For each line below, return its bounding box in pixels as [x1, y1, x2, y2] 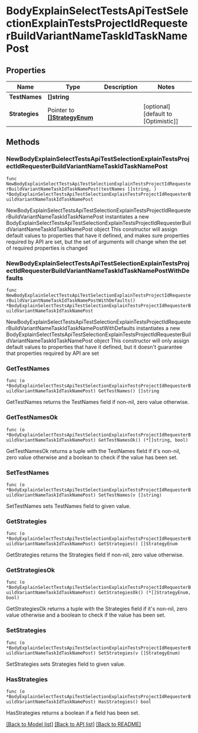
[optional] [143, 102, 171, 110]
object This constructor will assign [94, 226, 178, 233]
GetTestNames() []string [98, 388, 160, 394]
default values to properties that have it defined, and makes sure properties [6, 232, 190, 239]
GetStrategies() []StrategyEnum [98, 541, 178, 547]
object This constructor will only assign [94, 337, 190, 344]
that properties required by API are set [6, 350, 99, 357]
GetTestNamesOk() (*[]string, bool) [98, 437, 189, 443]
